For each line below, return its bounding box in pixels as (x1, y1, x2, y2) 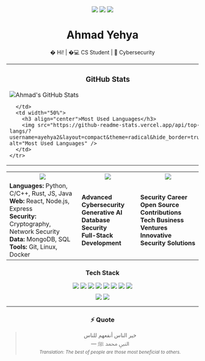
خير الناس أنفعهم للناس (83, 332, 137, 339)
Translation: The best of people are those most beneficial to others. (39, 349, 181, 356)
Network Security (9, 227, 60, 236)
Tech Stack (85, 268, 120, 277)
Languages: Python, (9, 181, 68, 190)
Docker (9, 250, 31, 258)
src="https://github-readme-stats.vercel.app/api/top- (37, 122, 200, 128)
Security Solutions (140, 238, 196, 247)
